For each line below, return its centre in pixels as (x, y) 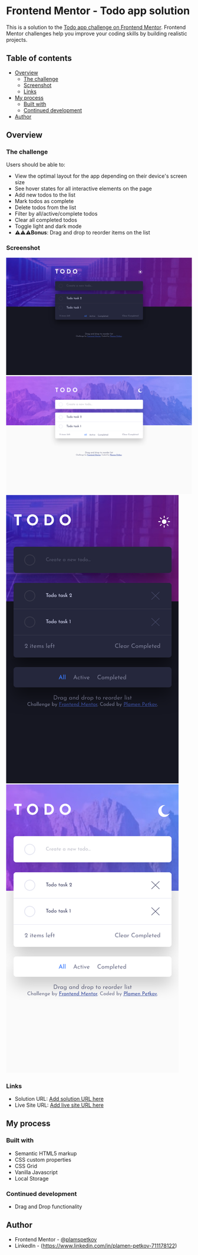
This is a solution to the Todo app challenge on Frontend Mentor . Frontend (96, 27)
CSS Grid (26, 1166)
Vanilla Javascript (36, 1172)
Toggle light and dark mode (48, 226)
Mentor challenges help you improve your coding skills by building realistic (97, 33)
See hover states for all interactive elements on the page (83, 189)
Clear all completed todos (46, 220)
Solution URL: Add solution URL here (59, 1098)
